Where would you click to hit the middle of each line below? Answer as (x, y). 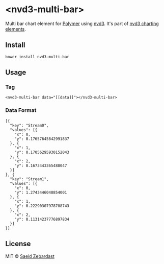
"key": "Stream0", (30, 125)
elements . (16, 29)
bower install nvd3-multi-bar (37, 57)
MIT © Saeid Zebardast (30, 256)
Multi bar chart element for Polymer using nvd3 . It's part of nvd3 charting (82, 23)
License (18, 244)
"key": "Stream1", (30, 179)
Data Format (21, 110)
